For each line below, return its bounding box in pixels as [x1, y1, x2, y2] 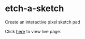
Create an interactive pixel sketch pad [5, 19, 81, 25]
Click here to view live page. [5, 28, 61, 34]
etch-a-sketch [5, 3, 64, 14]
